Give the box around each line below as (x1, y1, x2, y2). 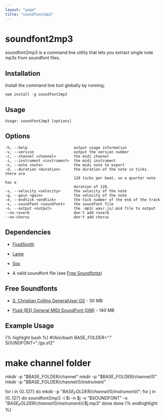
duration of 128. (73, 184, 110, 189)
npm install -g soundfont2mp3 (5, 92, 68, 97)
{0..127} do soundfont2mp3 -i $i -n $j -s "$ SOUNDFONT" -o (5, 395, 128, 401)
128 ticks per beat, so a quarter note (73, 176, 156, 180)
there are (5, 171, 26, 176)
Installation (5, 69, 41, 77)
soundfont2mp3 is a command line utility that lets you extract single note (5, 50, 153, 56)
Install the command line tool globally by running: (5, 82, 105, 88)
